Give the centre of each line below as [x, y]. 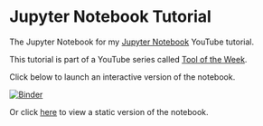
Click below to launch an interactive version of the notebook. [122, 77]
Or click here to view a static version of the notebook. [109, 111]
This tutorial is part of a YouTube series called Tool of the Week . [128, 59]
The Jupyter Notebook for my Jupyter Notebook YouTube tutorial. [132, 42]
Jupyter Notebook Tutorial [111, 17]
